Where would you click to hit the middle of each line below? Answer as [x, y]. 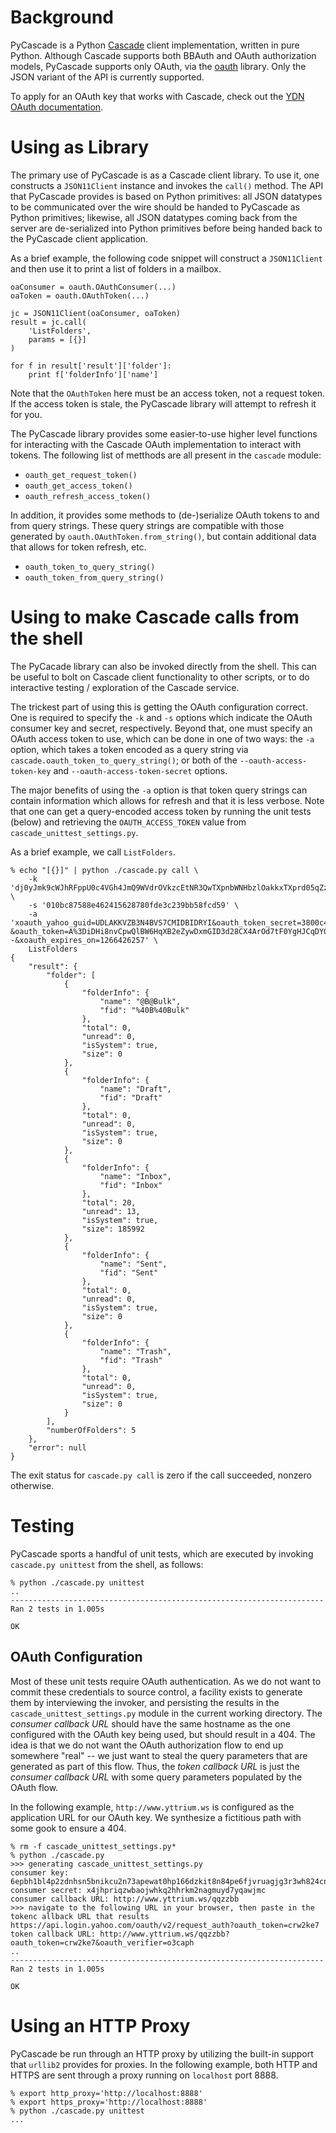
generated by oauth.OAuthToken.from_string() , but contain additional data [163, 536]
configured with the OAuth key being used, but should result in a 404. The [163, 1734]
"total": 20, [109, 1202]
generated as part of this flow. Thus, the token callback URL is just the [155, 1766]
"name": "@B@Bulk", [140, 1001]
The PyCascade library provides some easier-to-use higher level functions [164, 433]
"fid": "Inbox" [131, 1185]
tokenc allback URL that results [80, 1916]
